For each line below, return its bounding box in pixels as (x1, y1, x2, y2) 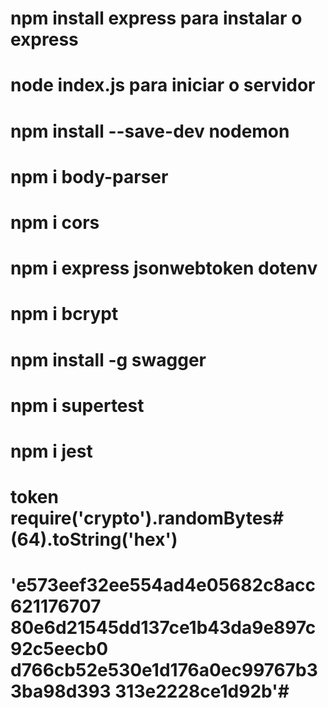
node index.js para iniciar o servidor (10, 74, 316, 97)
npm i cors (10, 211, 100, 234)
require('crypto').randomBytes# (10, 507, 285, 530)
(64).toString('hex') (10, 528, 178, 551)
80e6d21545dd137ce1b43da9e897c (10, 617, 317, 639)
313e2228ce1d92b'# (114, 680, 290, 703)
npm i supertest (10, 394, 145, 417)
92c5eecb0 (10, 638, 109, 661)
